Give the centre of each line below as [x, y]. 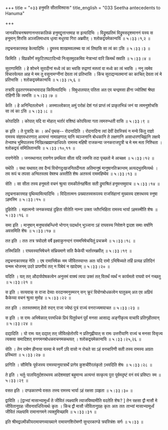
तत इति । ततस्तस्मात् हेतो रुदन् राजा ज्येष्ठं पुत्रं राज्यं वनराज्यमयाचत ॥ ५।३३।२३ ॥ [72, 308]
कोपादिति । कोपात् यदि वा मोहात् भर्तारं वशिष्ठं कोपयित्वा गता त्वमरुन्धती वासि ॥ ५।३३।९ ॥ [77, 121]
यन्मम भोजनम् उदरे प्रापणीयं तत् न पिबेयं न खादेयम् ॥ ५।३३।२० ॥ [57, 266]
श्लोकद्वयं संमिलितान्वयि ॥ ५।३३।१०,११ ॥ [40, 148]
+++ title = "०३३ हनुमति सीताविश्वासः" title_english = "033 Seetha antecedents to [83, 8]
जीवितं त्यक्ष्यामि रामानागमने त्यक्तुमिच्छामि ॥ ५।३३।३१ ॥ [51, 412]
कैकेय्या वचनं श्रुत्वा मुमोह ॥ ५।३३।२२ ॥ [38, 298]
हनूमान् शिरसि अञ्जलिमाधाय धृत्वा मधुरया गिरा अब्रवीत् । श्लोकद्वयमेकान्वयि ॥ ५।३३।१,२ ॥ [78, 38]
